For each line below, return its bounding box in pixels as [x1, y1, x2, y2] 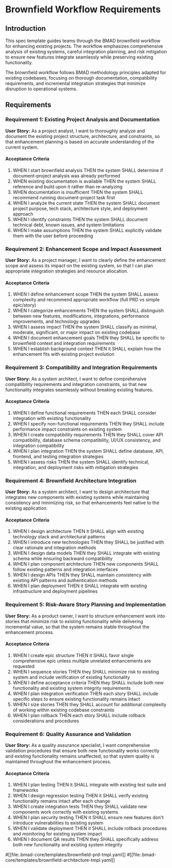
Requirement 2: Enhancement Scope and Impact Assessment [5, 245, 162, 253]
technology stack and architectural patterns [12, 534, 106, 540]
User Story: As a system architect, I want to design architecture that [5, 489, 150, 495]
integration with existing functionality [12, 415, 91, 421]
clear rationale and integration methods [12, 545, 97, 551]
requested [12, 663, 35, 669]
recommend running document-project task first [12, 194, 116, 201]
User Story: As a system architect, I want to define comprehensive [5, 376, 147, 382]
